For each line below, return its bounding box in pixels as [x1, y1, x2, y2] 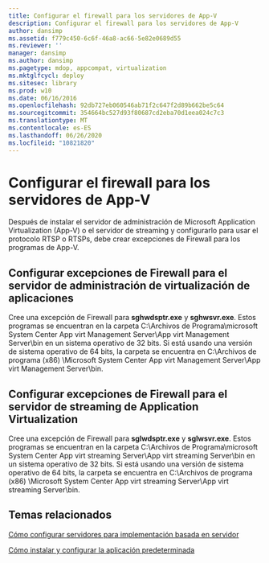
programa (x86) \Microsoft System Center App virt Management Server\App [8, 355, 261, 365]
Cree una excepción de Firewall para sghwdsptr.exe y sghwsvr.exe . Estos [8, 313, 257, 323]
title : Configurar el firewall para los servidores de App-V [8, 11, 218, 20]
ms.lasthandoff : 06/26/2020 [8, 131, 103, 139]
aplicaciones [8, 291, 74, 305]
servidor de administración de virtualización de [8, 278, 251, 292]
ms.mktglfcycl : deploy [8, 72, 84, 80]
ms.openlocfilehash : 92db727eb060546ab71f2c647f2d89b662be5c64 [8, 101, 225, 109]
